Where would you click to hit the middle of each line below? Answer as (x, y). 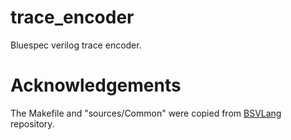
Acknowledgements (96, 85)
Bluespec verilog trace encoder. (76, 45)
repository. (32, 123)
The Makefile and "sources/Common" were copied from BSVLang (146, 113)
